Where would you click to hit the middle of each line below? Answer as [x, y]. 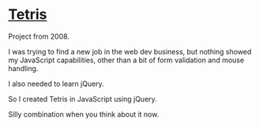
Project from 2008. [39, 36]
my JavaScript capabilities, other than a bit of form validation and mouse [126, 60]
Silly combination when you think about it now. [84, 114]
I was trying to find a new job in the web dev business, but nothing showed [130, 51]
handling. [23, 68]
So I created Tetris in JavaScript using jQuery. [83, 99]
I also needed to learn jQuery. [56, 84]
